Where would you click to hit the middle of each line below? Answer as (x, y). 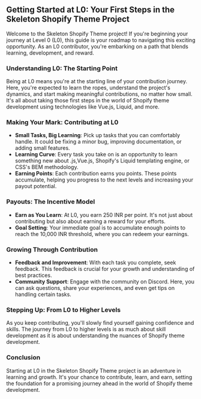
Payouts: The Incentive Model (51, 202)
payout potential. (36, 186)
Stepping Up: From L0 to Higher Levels (64, 310)
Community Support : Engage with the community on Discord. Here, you (105, 282)
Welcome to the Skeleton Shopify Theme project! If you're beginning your (97, 34)
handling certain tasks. (43, 294)
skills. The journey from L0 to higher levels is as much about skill (86, 330)
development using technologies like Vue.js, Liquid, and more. (83, 107)
